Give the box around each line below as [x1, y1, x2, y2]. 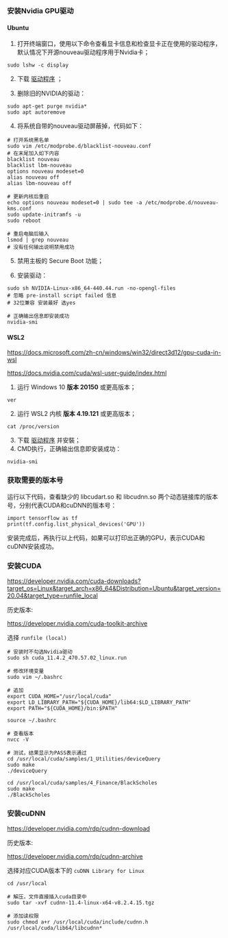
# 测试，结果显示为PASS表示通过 [7, 749, 87, 756]
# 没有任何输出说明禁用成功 [7, 244, 75, 251]
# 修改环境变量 [7, 667, 45, 674]
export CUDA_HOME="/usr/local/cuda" [7, 693, 112, 700]
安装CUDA [7, 560, 42, 570]
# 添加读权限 [7, 913, 39, 920]
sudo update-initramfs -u [7, 211, 81, 219]
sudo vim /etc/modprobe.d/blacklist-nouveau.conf [7, 143, 152, 150]
